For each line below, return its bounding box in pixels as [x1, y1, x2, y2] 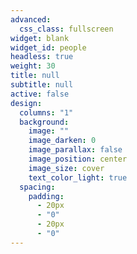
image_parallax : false [28, 145, 123, 155]
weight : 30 [10, 61, 56, 71]
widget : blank [10, 33, 70, 43]
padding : [28, 191, 65, 201]
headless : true [10, 52, 74, 62]
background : [19, 117, 70, 127]
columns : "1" [19, 107, 74, 118]
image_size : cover [28, 163, 105, 173]
